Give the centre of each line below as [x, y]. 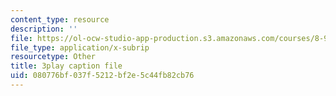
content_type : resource [60, 19]
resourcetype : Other [53, 57]
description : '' [44, 29]
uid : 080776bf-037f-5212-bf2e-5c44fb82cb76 [102, 76]
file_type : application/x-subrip [80, 47]
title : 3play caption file [66, 66]
